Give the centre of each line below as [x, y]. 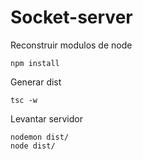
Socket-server [71, 17]
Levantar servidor [46, 118]
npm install [35, 63]
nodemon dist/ [40, 137]
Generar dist [36, 82]
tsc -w [24, 100]
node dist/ [33, 146]
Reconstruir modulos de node [71, 45]
